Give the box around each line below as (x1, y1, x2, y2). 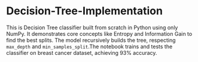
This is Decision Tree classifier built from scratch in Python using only (6, 24, 178, 31)
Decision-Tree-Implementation (6, 4, 163, 18)
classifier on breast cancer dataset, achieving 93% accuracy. (6, 49, 157, 56)
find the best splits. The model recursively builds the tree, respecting (6, 36, 176, 44)
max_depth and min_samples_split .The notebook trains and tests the (6, 43, 173, 50)
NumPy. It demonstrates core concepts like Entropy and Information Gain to (6, 30, 193, 37)
